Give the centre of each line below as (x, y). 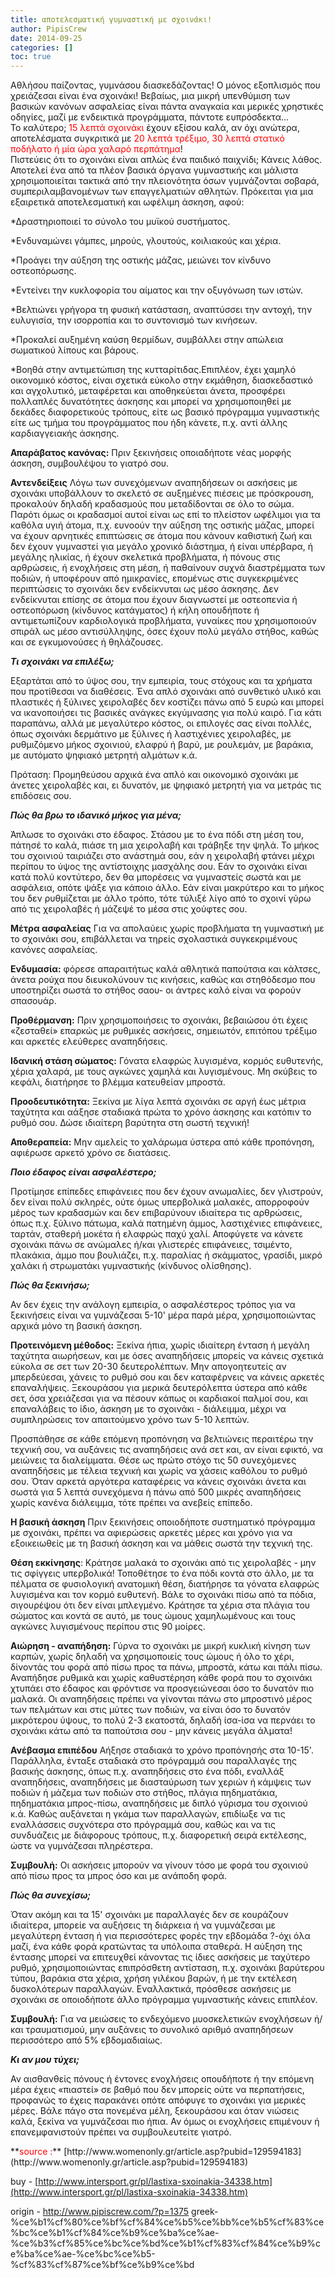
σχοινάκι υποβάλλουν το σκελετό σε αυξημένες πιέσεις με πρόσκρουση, (162, 493)
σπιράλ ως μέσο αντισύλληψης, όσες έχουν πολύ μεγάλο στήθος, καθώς (164, 632)
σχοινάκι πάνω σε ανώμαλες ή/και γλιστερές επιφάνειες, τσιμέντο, (151, 1245)
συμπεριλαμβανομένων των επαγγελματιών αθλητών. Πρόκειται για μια (162, 192)
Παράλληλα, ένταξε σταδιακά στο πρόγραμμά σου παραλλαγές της (153, 1761)
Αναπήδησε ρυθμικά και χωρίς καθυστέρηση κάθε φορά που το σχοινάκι (161, 1678)
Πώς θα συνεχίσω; (51, 1895)
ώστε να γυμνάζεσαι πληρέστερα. (81, 1846)
